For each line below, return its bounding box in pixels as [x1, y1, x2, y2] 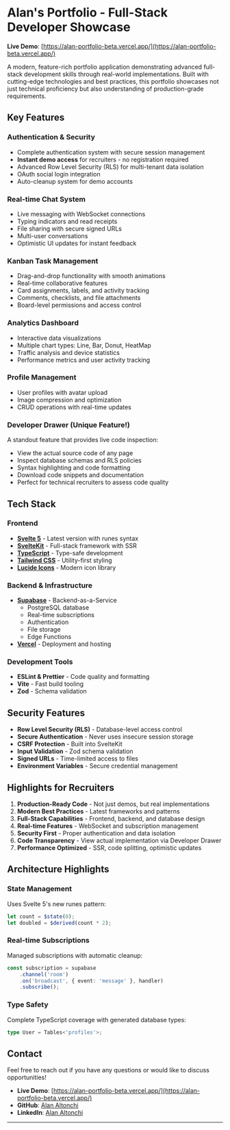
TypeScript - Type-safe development [16, 549, 123, 557]
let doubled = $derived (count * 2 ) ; [7, 919, 112, 926]
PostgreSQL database [27, 603, 90, 612]
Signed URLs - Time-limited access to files [16, 754, 139, 763]
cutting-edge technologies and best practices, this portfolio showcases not [7, 77, 219, 85]
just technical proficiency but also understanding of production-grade [7, 84, 204, 93]
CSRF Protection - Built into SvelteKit [16, 740, 123, 748]
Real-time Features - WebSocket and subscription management [16, 822, 199, 830]
